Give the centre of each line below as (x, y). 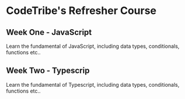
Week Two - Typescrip (48, 71)
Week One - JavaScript (49, 32)
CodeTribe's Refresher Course (81, 11)
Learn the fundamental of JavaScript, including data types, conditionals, (93, 46)
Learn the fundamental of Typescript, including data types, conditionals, (93, 84)
